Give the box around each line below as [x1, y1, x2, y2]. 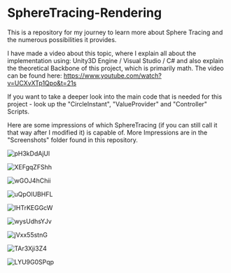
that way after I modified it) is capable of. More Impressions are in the [7, 128, 208, 136]
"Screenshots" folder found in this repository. [7, 135, 138, 144]
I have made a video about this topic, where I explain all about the [7, 49, 197, 57]
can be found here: [7, 71, 62, 80]
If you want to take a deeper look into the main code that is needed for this [7, 92, 223, 101]
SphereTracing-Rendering [7, 5, 162, 21]
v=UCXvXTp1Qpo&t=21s [7, 78, 77, 87]
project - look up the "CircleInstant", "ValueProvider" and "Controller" [7, 99, 208, 108]
